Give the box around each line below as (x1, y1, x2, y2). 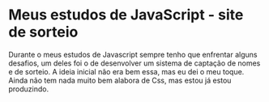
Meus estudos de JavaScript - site (8, 6, 244, 24)
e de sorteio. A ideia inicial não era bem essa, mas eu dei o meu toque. (8, 66, 245, 76)
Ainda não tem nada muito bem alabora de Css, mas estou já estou (8, 75, 232, 85)
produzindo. (8, 83, 49, 94)
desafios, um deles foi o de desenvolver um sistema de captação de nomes (8, 58, 261, 68)
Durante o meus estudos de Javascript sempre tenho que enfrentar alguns (8, 49, 258, 59)
